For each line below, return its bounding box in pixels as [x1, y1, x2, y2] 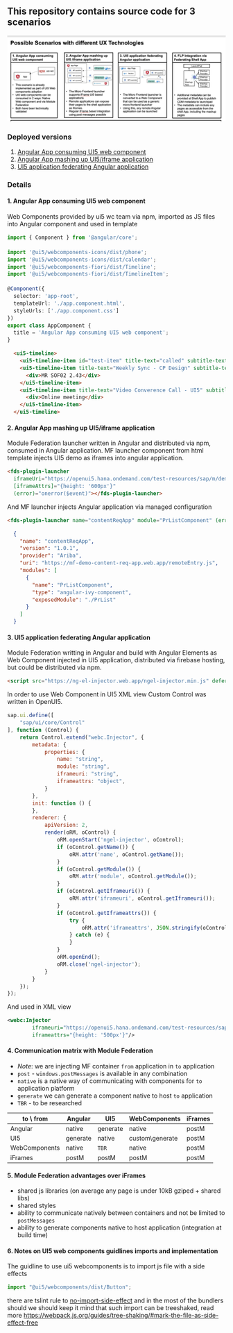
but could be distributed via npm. [7, 663, 102, 672]
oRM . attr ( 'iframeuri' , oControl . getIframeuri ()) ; [69, 895, 216, 902]
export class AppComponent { [7, 322, 92, 329]
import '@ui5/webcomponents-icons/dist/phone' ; [7, 249, 148, 255]
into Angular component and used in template [7, 220, 138, 228]
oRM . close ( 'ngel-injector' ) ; [56, 961, 141, 968]
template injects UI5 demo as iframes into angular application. [7, 454, 184, 462]
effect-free [7, 1318, 39, 1327]
